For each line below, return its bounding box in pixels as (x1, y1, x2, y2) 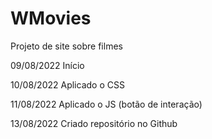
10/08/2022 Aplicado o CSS (10, 78, 125, 91)
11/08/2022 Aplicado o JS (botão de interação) (10, 98, 203, 110)
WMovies (10, 7, 92, 30)
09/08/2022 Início (10, 59, 85, 71)
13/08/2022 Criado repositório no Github (10, 117, 178, 129)
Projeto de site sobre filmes (10, 40, 123, 52)
